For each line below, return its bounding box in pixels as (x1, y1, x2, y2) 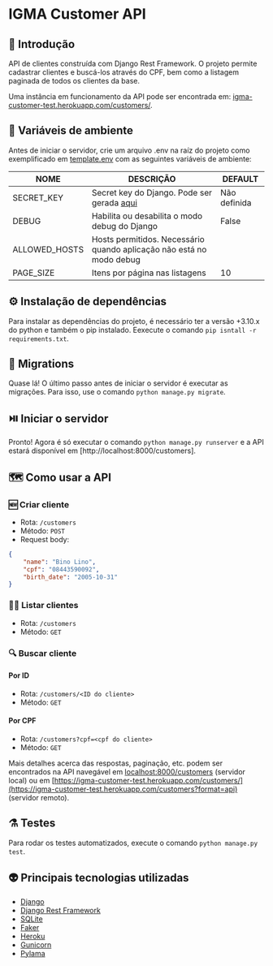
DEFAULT (222, 173, 259, 184)
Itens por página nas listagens (91, 267, 206, 278)
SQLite (19, 914, 43, 924)
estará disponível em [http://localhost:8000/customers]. (8, 446, 197, 455)
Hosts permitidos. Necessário (91, 233, 205, 244)
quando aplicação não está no (91, 244, 207, 255)
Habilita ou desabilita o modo (91, 210, 203, 222)
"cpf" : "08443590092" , (23, 565, 100, 573)
